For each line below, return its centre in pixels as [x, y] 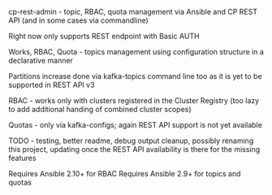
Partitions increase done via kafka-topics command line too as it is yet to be [135, 76]
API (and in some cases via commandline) [78, 20]
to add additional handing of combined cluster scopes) [100, 109]
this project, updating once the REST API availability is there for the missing [134, 149]
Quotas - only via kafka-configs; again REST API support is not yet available [135, 125]
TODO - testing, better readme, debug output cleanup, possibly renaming [131, 141]
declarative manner [41, 61]
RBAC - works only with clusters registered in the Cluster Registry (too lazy [134, 100]
